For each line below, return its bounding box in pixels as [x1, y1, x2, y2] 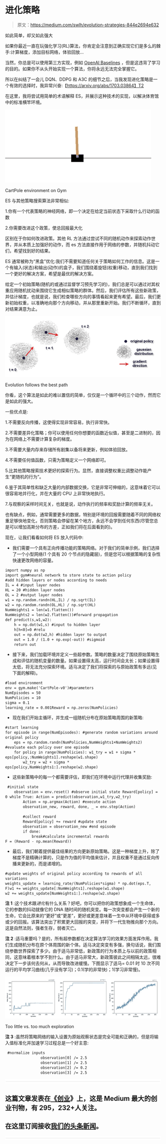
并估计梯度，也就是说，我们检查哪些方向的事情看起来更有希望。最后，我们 [5, 293, 157, 300]
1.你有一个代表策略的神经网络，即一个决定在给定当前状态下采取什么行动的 [5, 208, 156, 214]
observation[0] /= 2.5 [40, 1055, 87, 1060]
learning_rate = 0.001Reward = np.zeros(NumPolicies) [5, 705, 119, 711]
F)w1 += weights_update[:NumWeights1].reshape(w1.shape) [5, 886, 125, 891]
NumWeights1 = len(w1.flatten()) [5, 608, 74, 613]
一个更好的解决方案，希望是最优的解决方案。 [5, 270, 96, 276]
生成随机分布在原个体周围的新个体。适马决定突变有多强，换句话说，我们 [9, 942, 157, 948]
